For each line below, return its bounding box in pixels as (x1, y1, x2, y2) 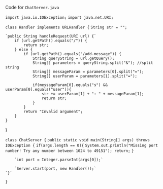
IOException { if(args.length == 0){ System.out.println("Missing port (5, 143, 158, 148)
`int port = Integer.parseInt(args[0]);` (14, 157, 103, 162)
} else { (14, 47, 33, 52)
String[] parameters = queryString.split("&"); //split (32, 60, 153, 65)
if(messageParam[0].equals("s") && (32, 83, 108, 88)
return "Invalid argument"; (23, 109, 83, 114)
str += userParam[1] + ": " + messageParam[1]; (41, 91, 144, 96)
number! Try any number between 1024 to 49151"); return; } (5, 148, 134, 154)
